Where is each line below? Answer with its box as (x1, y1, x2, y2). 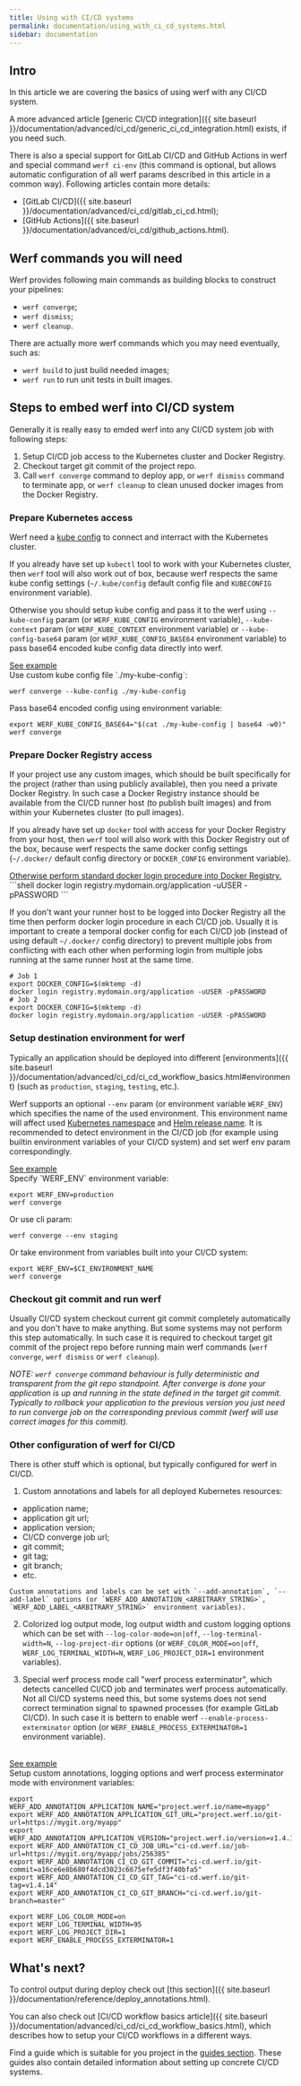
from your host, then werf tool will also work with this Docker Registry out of (9, 834, 289, 845)
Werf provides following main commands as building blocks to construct (9, 274, 276, 285)
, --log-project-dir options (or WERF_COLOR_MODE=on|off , (50, 1638, 259, 1648)
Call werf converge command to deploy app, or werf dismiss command (21, 470, 285, 481)
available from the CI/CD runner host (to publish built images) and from (9, 797, 271, 808)
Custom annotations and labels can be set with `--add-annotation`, (9, 1587, 271, 1596)
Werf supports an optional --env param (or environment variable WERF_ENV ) (9, 1098, 284, 1108)
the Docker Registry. (21, 489, 99, 500)
